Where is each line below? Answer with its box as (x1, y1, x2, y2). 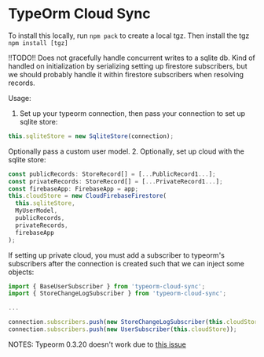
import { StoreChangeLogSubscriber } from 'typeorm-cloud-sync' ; (8, 289, 226, 298)
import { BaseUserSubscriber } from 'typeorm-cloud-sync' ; (8, 282, 206, 290)
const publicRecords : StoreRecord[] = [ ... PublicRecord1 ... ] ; (8, 170, 216, 178)
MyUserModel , (15, 206, 58, 215)
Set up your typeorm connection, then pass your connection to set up (19, 108, 246, 118)
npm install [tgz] (8, 39, 68, 47)
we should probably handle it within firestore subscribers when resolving (8, 69, 244, 79)
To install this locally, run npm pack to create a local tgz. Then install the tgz (8, 31, 250, 40)
